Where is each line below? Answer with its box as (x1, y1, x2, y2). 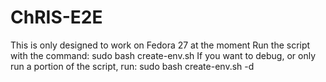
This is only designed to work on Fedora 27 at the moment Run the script (10, 39, 311, 51)
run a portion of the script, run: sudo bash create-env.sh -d (10, 60, 255, 72)
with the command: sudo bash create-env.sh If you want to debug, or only (10, 49, 317, 61)
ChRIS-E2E (10, 6, 103, 29)
